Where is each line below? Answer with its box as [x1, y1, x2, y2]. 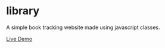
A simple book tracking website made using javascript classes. [6, 24, 160, 31]
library [6, 4, 40, 18]
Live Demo [6, 35, 33, 42]
